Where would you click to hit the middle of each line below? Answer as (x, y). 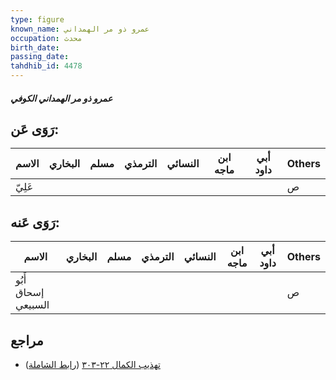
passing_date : (40, 57)
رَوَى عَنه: (35, 222)
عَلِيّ (24, 187)
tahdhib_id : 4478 (46, 66)
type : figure (37, 19)
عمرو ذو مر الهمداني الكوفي (61, 98)
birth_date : (35, 47)
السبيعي (32, 305)
